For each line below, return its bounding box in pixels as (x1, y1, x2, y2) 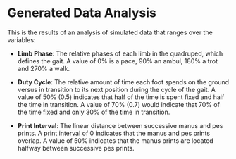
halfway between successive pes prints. (17, 144, 135, 152)
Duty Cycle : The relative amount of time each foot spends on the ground (17, 77, 230, 86)
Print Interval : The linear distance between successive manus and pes (17, 121, 223, 129)
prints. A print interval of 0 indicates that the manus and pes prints (17, 129, 210, 137)
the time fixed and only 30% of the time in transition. (17, 108, 170, 116)
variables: (7, 35, 36, 44)
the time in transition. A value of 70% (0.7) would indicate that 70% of (17, 100, 221, 108)
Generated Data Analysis (7, 5, 157, 21)
